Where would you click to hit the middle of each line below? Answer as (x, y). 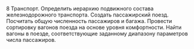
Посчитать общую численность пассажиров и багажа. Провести (89, 21)
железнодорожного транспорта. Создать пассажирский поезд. (87, 15)
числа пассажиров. (31, 40)
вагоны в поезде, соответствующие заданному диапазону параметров (97, 34)
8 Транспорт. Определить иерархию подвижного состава (80, 9)
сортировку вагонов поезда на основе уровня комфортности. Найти (94, 27)
